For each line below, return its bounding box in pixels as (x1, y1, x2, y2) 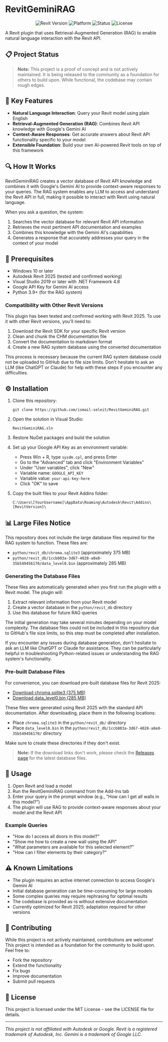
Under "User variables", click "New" (19, 465, 94, 471)
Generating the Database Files (5, 573, 80, 580)
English (12, 115, 28, 121)
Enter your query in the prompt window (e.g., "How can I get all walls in (12, 793, 159, 799)
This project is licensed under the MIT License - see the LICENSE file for (5, 1006, 154, 1012)
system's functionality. (5, 656, 52, 662)
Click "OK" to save (19, 481, 58, 487)
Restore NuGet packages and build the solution (12, 435, 110, 441)
